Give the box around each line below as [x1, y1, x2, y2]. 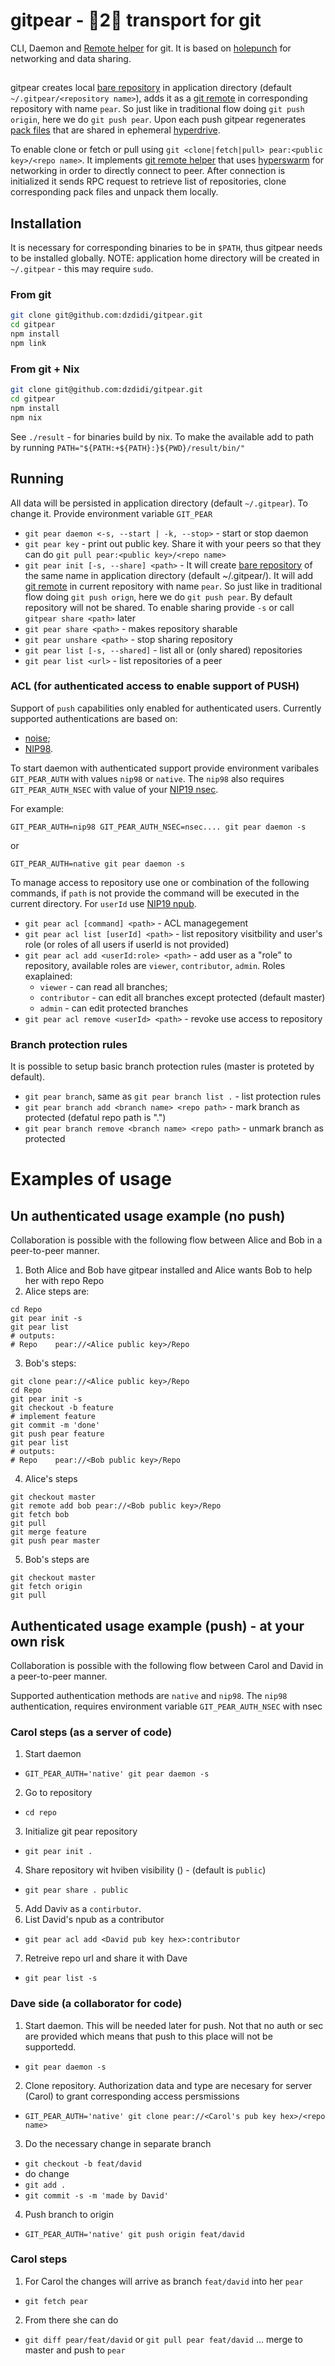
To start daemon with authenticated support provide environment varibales [10, 762, 320, 774]
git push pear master [10, 1536, 101, 1546]
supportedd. [24, 2040, 77, 2053]
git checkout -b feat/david [24, 2159, 142, 2169]
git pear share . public [24, 1885, 129, 1896]
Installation [10, 215, 82, 232]
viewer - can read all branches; [39, 980, 168, 993]
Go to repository [24, 1787, 93, 1799]
